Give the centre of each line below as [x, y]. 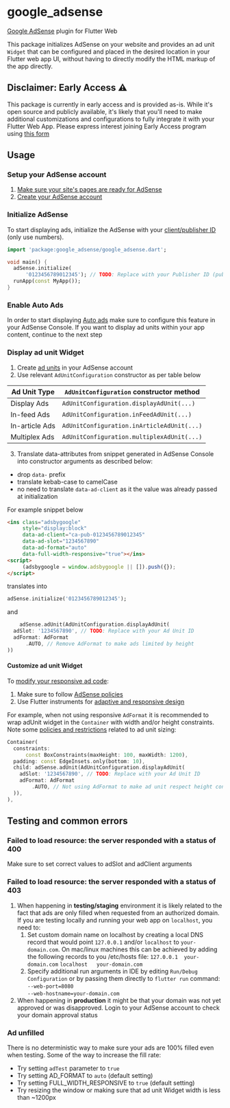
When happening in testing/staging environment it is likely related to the [119, 905]
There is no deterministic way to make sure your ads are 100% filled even [111, 1048]
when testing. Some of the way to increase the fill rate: [84, 1054]
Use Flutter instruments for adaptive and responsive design [101, 701]
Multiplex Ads [33, 437]
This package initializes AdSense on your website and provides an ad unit [111, 44]
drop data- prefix [41, 474]
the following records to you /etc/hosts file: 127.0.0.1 [102, 956]
